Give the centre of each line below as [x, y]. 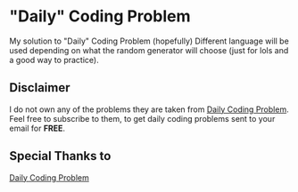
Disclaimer [40, 88]
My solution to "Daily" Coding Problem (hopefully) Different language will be [149, 41]
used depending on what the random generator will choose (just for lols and [149, 50]
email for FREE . [37, 128]
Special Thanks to [60, 156]
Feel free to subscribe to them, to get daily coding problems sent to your [142, 118]
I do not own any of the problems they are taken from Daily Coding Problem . [149, 109]
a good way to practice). [54, 60]
